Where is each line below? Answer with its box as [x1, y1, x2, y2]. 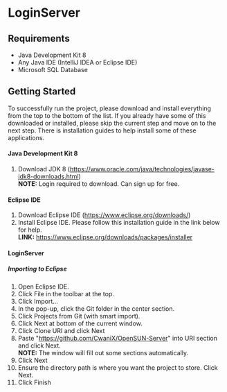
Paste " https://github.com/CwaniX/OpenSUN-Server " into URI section [17, 334, 217, 342]
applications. [8, 133, 44, 142]
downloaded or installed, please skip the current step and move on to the [8, 119, 217, 127]
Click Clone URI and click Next [17, 326, 105, 334]
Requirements [8, 33, 70, 44]
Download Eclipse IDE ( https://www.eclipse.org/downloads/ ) [17, 211, 191, 219]
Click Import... [17, 297, 58, 305]
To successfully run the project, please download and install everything [8, 104, 212, 112]
